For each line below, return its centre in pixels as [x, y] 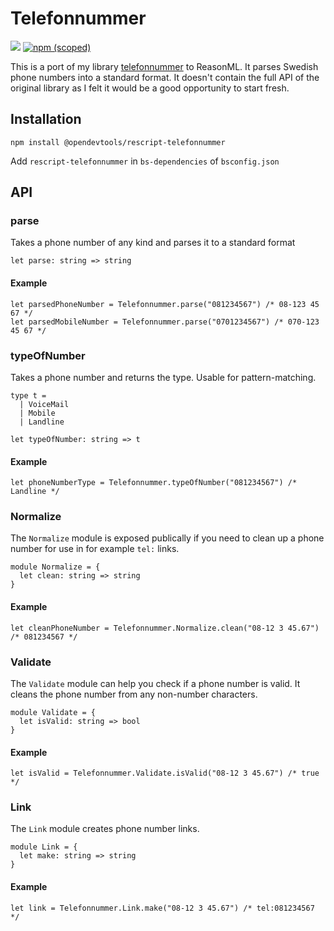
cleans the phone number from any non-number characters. [134, 694]
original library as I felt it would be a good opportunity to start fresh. [150, 88]
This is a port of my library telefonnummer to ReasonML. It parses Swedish [164, 66]
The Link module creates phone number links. [105, 829]
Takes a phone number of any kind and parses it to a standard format [153, 243]
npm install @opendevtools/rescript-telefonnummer [118, 142]
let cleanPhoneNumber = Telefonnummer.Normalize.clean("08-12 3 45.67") [165, 628]
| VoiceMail [44, 404]
